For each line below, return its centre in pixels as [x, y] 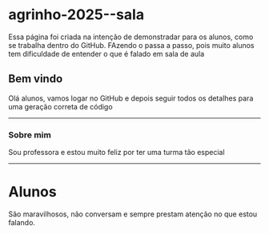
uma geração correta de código [61, 106]
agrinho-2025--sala [76, 15]
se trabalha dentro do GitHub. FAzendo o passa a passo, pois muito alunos [131, 45]
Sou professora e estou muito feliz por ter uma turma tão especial [117, 153]
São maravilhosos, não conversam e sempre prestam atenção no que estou [133, 214]
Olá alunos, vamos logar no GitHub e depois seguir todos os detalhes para [131, 98]
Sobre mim [30, 135]
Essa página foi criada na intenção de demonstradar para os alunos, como [131, 37]
